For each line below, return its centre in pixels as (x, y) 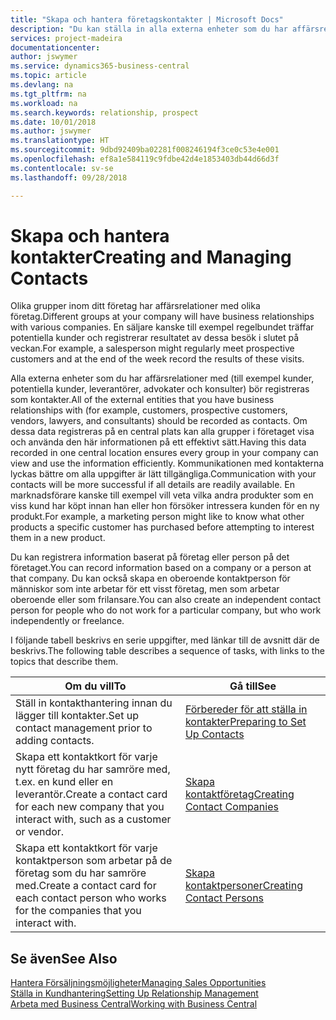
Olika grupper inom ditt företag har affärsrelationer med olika (135, 306)
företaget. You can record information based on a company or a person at (161, 568)
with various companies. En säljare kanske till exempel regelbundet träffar (162, 327)
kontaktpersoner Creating (243, 886)
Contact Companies (231, 807)
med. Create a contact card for (86, 886)
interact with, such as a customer (93, 819)
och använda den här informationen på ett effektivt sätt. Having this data (158, 442)
